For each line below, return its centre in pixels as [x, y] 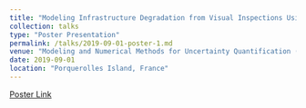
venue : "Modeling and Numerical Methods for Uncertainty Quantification [150, 52]
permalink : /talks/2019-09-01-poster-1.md [91, 43]
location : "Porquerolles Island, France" [89, 69]
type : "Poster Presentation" [65, 34]
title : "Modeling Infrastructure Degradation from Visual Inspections [146, 18]
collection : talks [44, 26]
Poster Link [31, 94]
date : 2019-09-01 [42, 60]
